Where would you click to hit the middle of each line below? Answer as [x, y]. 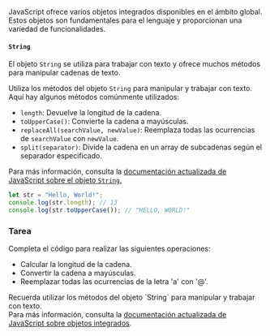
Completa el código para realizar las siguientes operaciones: [109, 249]
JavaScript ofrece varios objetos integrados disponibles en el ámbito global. [135, 12]
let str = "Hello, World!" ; [56, 195]
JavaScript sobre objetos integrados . [70, 323]
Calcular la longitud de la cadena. [76, 265]
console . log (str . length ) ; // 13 [63, 203]
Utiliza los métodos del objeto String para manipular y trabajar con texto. [131, 88]
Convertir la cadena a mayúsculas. [78, 273]
